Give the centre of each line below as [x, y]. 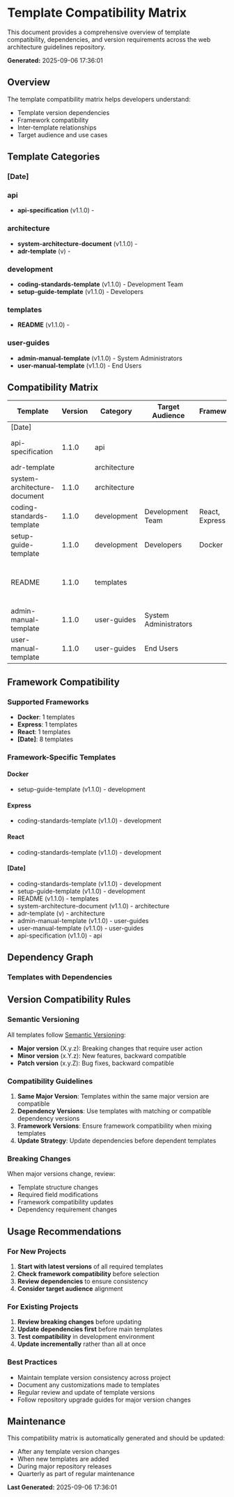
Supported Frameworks [48, 701]
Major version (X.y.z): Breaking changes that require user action [110, 1048]
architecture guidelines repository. [56, 47]
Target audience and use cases [62, 134]
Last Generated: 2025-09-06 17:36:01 [62, 1487]
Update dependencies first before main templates [90, 1329]
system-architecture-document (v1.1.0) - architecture [93, 906]
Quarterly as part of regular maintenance [76, 1474]
